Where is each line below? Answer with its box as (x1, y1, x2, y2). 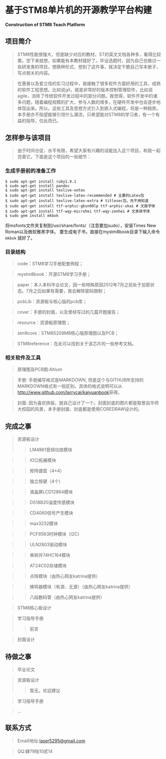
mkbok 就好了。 (5, 235, 35, 241)
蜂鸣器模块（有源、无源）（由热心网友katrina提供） (29, 584, 133, 590)
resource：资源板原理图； (17, 319, 71, 325)
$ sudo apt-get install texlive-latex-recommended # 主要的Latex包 (5, 193, 145, 198)
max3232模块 (29, 520, 58, 526)
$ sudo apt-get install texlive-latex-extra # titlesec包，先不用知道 (5, 198, 149, 203)
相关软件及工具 (5, 354, 41, 361)
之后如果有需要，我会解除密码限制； (33, 288, 107, 294)
